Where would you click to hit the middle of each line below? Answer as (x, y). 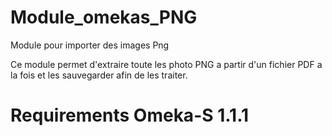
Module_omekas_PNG (104, 17)
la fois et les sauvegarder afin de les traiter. (99, 75)
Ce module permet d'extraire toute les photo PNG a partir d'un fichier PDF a (166, 64)
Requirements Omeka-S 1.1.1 (130, 115)
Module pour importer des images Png (90, 45)
